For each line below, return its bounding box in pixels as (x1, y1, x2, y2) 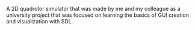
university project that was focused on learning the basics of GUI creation (6, 11, 190, 19)
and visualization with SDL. (6, 18, 73, 25)
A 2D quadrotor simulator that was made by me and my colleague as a (6, 5, 181, 12)
